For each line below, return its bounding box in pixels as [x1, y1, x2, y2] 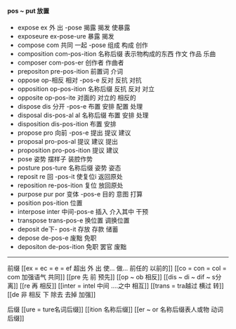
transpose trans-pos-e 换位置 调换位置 [17, 216, 130, 224]
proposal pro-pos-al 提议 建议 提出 [17, 137, 118, 146]
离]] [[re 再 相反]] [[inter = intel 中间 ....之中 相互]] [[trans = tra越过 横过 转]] [7, 281, 224, 290]
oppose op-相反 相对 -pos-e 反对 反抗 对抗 [17, 76, 142, 84]
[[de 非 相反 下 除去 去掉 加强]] [7, 290, 96, 299]
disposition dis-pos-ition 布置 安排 [17, 120, 117, 128]
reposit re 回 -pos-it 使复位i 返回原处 [17, 173, 123, 181]
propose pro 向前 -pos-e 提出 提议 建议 [17, 128, 131, 137]
